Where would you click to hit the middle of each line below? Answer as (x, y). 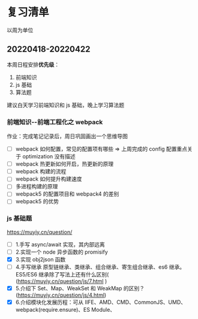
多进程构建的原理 (37, 186)
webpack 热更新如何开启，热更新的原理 (64, 164)
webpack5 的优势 (37, 201)
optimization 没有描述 (49, 157)
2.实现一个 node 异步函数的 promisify (62, 252)
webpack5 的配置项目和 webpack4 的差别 (67, 194)
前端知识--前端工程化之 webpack (55, 122)
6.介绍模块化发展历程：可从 (49, 302)
